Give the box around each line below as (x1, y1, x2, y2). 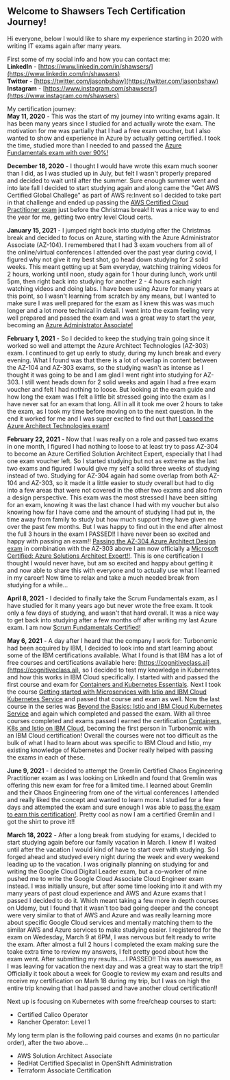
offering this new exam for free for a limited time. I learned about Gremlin (7, 781, 213, 789)
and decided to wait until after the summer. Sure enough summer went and (7, 176, 218, 185)
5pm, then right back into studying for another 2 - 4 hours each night (7, 277, 202, 285)
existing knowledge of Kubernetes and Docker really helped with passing (7, 746, 214, 754)
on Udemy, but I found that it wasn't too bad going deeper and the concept (7, 904, 219, 912)
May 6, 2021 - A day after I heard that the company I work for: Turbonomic (7, 636, 218, 644)
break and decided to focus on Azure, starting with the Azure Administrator (7, 233, 219, 242)
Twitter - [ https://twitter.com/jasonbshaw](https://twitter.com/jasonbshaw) (7, 77, 219, 85)
